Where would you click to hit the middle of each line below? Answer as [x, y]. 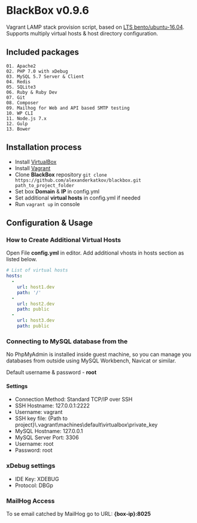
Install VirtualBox [36, 162]
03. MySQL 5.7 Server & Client [45, 76]
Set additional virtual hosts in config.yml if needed [78, 198]
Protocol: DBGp [34, 485]
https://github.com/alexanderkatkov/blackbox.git [78, 180]
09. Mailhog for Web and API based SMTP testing [68, 108]
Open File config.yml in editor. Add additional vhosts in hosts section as [95, 253]
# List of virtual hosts [37, 270]
